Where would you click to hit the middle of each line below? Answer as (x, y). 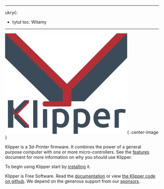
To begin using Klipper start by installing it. (48, 167)
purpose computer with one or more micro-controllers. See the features (77, 152)
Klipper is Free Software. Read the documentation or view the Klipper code (80, 176)
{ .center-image (143, 132)
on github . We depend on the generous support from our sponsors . (73, 181)
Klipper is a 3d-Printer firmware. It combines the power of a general (73, 147)
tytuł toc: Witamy (29, 22)
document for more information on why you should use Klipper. (69, 157)
